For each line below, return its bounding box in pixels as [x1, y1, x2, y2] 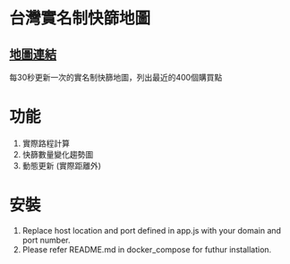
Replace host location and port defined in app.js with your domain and [21, 225, 282, 235]
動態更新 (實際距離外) [21, 160, 101, 171]
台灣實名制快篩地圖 [9, 8, 151, 29]
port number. [21, 234, 71, 245]
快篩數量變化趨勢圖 [21, 149, 94, 159]
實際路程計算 [21, 138, 70, 149]
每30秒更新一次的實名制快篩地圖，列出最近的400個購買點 [9, 72, 223, 82]
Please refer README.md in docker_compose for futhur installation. [21, 243, 272, 255]
